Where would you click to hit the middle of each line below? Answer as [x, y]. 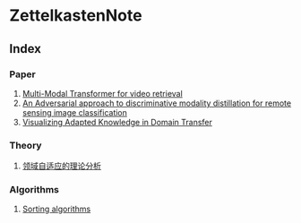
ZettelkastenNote [76, 16]
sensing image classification [75, 112]
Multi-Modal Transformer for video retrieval [103, 93]
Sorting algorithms [56, 209]
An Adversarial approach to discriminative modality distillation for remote [157, 103]
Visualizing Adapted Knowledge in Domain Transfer [117, 122]
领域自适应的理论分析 [61, 166]
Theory [26, 145]
